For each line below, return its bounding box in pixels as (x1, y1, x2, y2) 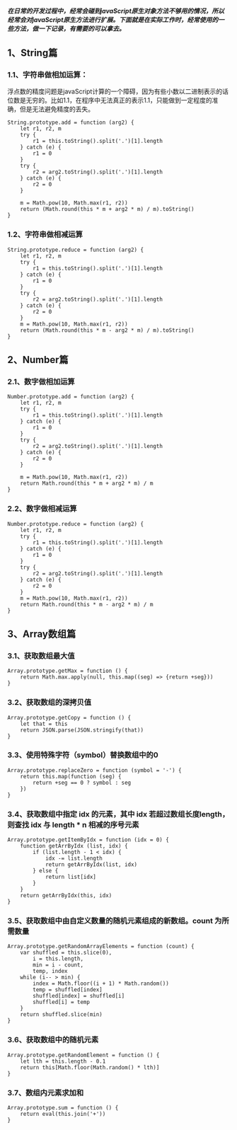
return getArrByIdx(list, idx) (45, 861, 138, 868)
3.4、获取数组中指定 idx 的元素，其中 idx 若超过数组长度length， (7, 809, 230, 819)
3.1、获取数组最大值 (7, 651, 76, 661)
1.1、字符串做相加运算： (7, 69, 88, 79)
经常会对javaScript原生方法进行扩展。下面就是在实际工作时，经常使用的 (7, 15, 219, 24)
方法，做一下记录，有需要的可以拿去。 (13, 24, 125, 33)
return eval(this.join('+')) (20, 1111, 106, 1118)
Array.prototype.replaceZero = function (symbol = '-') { (7, 766, 182, 774)
